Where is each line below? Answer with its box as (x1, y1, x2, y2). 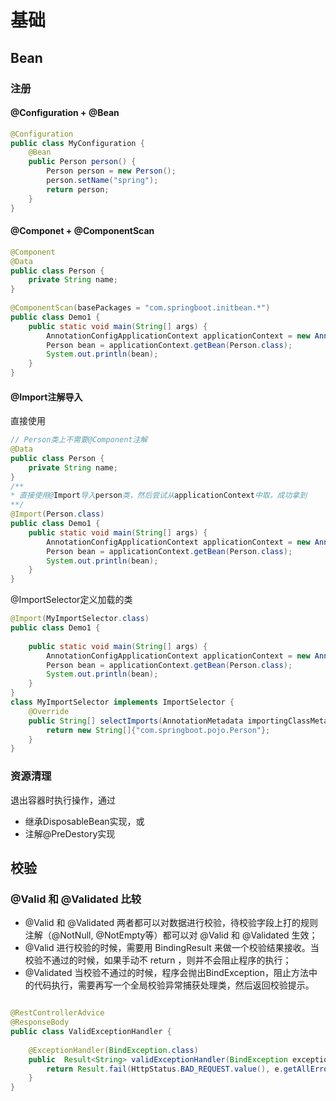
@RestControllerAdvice (10, 1008, 105, 1018)
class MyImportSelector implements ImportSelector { (10, 697, 235, 708)
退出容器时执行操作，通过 (10, 794, 116, 806)
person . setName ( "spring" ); (46, 176, 159, 186)
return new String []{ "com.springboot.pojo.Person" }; (46, 725, 271, 735)
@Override (28, 706, 70, 716)
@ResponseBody (10, 1017, 70, 1028)
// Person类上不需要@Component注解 (10, 435, 148, 445)
